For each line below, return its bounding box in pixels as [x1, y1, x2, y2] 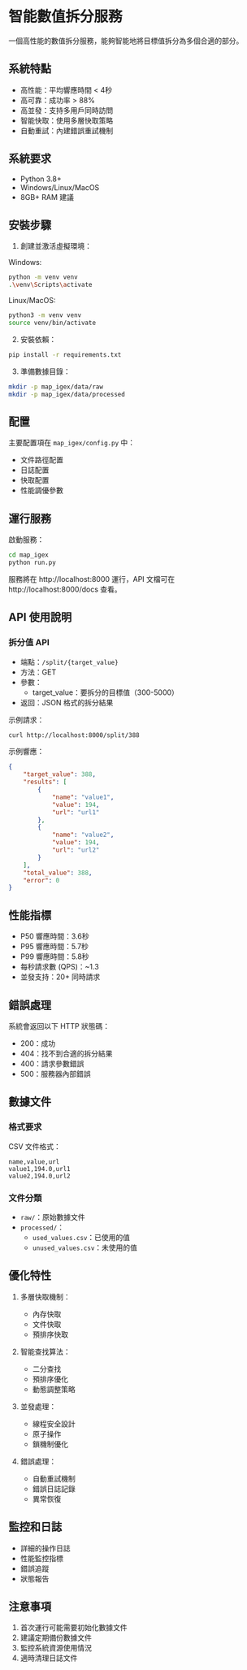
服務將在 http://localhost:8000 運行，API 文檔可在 [8, 574, 175, 583]
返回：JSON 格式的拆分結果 [19, 697, 114, 707]
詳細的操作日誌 [19, 1543, 71, 1553]
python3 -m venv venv [8, 311, 82, 319]
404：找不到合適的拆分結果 [19, 1048, 113, 1058]
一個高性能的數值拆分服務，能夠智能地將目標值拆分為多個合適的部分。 [8, 36, 244, 46]
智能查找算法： [19, 1347, 71, 1356]
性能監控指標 [19, 1553, 63, 1563]
